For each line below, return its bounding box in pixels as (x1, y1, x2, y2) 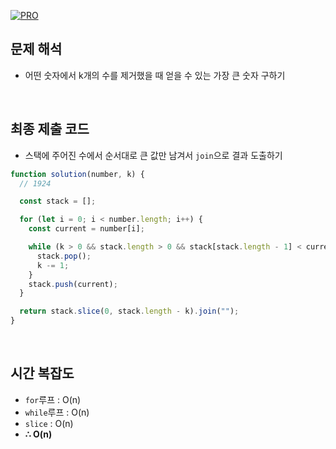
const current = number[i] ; (28, 224, 145, 234)
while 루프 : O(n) (24, 406, 90, 418)
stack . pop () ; (36, 251, 92, 261)
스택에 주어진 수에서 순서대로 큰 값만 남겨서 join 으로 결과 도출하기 (24, 149, 283, 161)
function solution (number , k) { (10, 169, 145, 179)
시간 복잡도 (10, 365, 75, 382)
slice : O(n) (24, 417, 74, 429)
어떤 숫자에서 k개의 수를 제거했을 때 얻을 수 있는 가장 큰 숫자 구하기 (24, 69, 286, 81)
